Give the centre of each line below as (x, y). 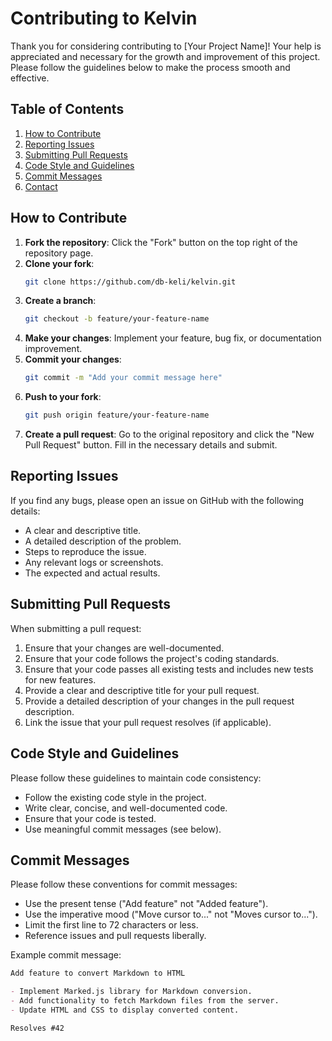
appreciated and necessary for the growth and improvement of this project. (165, 56)
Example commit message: (66, 955)
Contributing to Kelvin (104, 18)
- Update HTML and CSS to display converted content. (125, 1010)
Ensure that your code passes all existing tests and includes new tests (169, 669)
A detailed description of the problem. (103, 541)
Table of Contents (67, 109)
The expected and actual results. (92, 573)
